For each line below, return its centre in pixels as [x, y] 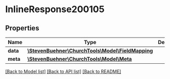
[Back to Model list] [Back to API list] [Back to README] [63, 71]
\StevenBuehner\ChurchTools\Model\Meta [79, 59]
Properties [22, 28]
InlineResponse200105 [55, 9]
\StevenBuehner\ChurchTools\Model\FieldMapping [90, 51]
